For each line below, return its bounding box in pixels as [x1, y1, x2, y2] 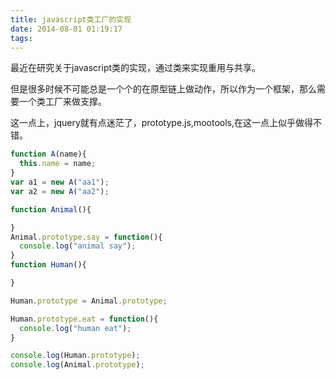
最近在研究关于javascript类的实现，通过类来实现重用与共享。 [10, 62, 262, 74]
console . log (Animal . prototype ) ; [10, 360, 145, 370]
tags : [10, 33, 33, 43]
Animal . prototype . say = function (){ [10, 232, 163, 242]
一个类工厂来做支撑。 [18, 96, 107, 108]
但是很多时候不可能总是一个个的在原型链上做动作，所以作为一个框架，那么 [10, 83, 317, 95]
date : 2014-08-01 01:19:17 [10, 24, 123, 34]
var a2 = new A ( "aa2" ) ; [10, 186, 110, 196]
